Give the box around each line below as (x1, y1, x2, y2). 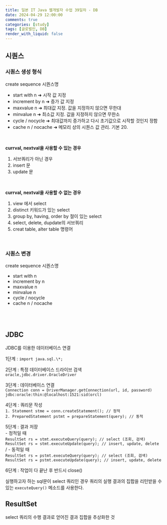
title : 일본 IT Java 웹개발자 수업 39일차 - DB (5, 7, 98, 13)
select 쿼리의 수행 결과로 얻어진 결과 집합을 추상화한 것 (5, 514, 115, 520)
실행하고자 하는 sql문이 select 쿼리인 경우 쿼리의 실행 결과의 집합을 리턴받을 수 (5, 478, 162, 484)
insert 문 (12, 162, 31, 168)
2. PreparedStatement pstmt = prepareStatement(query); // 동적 (5, 414, 143, 419)
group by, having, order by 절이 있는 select (12, 213, 102, 219)
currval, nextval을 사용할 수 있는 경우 (5, 145, 81, 151)
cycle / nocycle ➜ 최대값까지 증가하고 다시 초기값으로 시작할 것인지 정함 (12, 118, 158, 124)
